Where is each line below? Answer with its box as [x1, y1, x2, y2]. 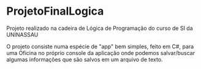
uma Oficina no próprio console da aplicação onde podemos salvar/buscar [6, 49, 195, 56]
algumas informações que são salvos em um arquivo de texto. [6, 56, 164, 63]
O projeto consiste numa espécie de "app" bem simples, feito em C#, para [6, 43, 194, 50]
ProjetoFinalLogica [6, 4, 104, 18]
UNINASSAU [6, 31, 39, 38]
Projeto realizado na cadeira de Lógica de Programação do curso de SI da [6, 24, 193, 32]
